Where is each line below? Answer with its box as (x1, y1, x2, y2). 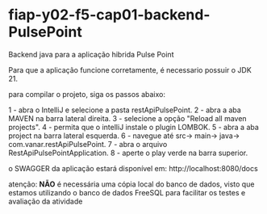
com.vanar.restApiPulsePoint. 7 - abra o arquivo (8, 139, 168, 149)
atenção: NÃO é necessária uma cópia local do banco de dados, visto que (8, 179, 255, 189)
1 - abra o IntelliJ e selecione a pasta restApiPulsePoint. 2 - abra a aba (8, 105, 242, 115)
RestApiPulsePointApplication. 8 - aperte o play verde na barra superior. (8, 148, 248, 157)
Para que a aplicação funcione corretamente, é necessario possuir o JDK (8, 65, 252, 74)
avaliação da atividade (8, 196, 83, 206)
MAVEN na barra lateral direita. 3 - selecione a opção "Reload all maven (8, 113, 248, 123)
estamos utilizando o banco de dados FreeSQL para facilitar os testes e (8, 187, 246, 197)
